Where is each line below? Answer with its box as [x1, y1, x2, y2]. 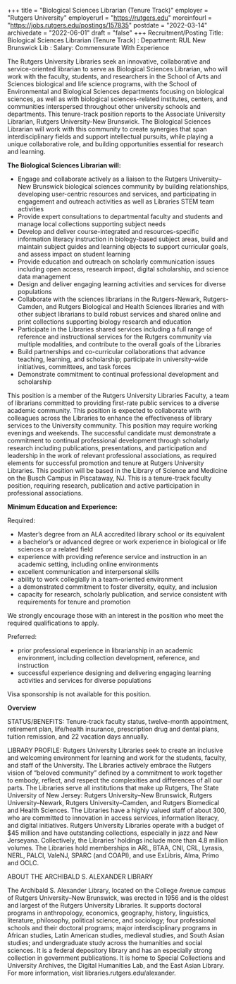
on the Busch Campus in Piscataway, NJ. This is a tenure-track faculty [7, 474, 212, 482]
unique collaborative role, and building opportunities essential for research [7, 140, 224, 148]
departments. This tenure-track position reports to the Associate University [7, 110, 225, 118]
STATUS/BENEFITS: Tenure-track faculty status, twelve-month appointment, [7, 717, 229, 725]
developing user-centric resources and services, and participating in [17, 190, 217, 198]
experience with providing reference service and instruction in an [17, 553, 207, 561]
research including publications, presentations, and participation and [7, 444, 207, 452]
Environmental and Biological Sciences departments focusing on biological [7, 88, 224, 95]
